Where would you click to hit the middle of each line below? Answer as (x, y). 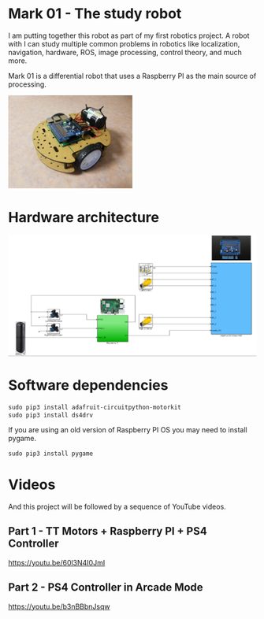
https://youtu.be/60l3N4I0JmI (57, 562)
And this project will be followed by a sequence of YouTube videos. (117, 507)
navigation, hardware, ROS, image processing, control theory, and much (125, 52)
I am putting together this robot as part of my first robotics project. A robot (129, 35)
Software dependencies (88, 385)
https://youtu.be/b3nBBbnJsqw (59, 606)
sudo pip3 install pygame (50, 454)
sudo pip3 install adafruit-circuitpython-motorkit (95, 408)
